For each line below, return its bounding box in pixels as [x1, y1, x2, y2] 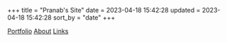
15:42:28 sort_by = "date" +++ [26, 13, 116, 22]
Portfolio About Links [7, 27, 69, 35]
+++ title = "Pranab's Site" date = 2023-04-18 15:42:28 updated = [7, 6, 201, 14]
